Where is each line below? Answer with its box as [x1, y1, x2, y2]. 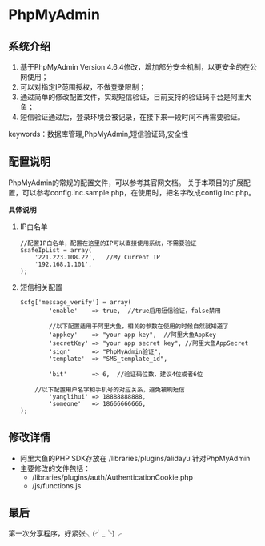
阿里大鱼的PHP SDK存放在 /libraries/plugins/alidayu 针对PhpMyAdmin [19, 453, 251, 463]
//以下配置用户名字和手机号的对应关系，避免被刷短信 [34, 386, 186, 394]
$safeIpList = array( [19, 246, 92, 254]
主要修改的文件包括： [19, 463, 90, 473]
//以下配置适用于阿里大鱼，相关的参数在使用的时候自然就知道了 [49, 322, 230, 330]
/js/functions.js [31, 480, 82, 490]
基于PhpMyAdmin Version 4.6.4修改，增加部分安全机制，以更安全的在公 [19, 62, 258, 71]
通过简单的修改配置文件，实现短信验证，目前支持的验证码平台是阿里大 [19, 92, 252, 102]
